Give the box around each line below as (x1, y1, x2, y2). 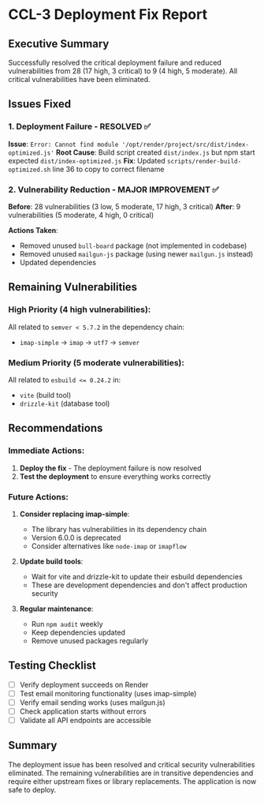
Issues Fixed (8, 97, 72, 111)
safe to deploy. (8, 785, 57, 794)
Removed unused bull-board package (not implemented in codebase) (19, 241, 247, 250)
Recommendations (8, 422, 103, 435)
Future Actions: (8, 491, 69, 502)
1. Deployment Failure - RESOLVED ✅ (8, 121, 151, 132)
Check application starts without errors (19, 706, 147, 716)
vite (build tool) (19, 390, 72, 399)
